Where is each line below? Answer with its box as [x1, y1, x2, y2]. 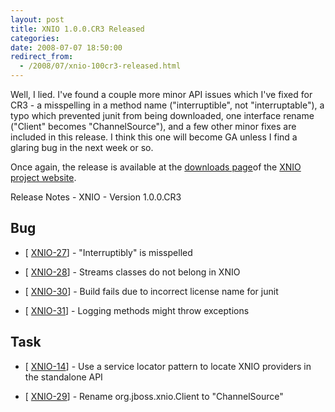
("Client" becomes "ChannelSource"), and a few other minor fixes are [10, 121, 297, 132]
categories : [10, 33, 60, 43]
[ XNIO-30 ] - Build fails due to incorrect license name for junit [24, 285, 279, 297]
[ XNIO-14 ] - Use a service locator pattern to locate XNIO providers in [24, 360, 312, 372]
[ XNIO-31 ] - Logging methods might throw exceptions [24, 304, 250, 316]
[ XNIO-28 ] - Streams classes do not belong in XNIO [24, 266, 241, 278]
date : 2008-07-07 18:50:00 [10, 42, 123, 53]
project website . [10, 172, 77, 183]
